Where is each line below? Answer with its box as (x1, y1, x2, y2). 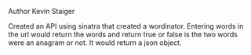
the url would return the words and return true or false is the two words (8, 30, 238, 39)
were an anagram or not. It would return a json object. (8, 38, 182, 47)
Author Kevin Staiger (8, 7, 75, 15)
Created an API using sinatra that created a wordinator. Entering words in (8, 22, 244, 30)
